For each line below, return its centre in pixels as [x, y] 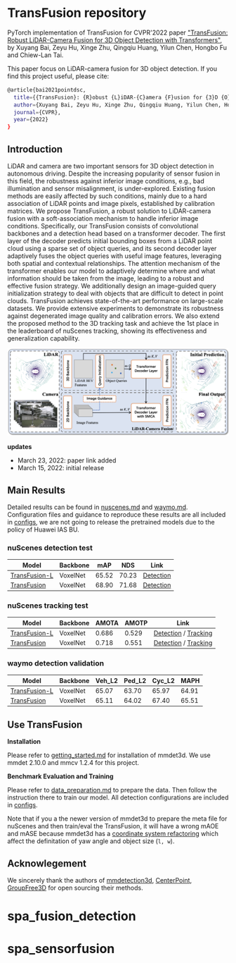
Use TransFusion [45, 724]
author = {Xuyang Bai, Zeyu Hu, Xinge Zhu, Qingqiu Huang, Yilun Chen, [117, 105]
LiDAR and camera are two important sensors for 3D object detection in [111, 166]
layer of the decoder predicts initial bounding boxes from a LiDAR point [110, 241]
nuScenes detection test [50, 548]
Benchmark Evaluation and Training [60, 776]
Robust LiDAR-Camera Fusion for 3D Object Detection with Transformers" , [115, 39]
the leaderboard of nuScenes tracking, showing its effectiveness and [107, 331]
